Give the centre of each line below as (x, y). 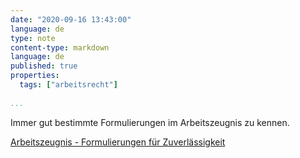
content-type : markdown (60, 47)
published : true (44, 66)
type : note (33, 38)
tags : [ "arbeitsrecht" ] (68, 85)
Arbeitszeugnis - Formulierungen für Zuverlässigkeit (118, 142)
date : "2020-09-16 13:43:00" (71, 19)
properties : (35, 76)
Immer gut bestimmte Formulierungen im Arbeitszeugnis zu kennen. (150, 122)
